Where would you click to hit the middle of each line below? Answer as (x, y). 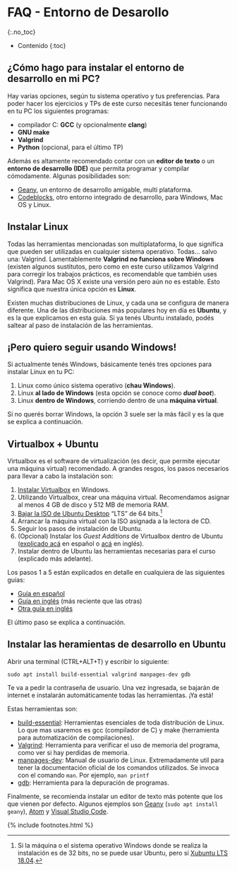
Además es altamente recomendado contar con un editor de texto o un (111, 160)
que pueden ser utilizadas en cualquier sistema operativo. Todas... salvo (112, 251)
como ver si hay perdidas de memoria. (73, 752)
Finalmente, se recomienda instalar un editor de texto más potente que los (115, 796)
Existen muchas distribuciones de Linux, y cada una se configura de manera (118, 303)
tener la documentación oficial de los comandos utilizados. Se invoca (118, 767)
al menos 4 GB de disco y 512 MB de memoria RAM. (93, 505)
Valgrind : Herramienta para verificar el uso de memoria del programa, (119, 745)
